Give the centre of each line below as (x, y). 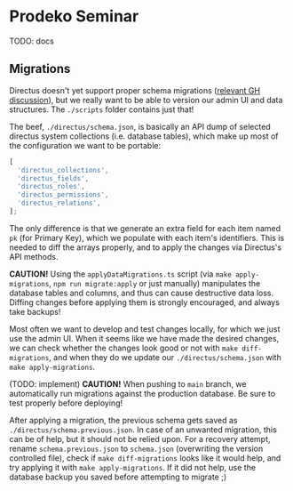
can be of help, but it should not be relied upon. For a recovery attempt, (140, 439)
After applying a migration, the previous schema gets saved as (123, 420)
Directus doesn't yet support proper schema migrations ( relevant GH (135, 90)
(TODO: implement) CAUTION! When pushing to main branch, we (128, 383)
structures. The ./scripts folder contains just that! (102, 109)
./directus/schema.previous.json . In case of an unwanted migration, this (143, 430)
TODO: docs (32, 41)
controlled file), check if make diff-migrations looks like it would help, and (145, 458)
